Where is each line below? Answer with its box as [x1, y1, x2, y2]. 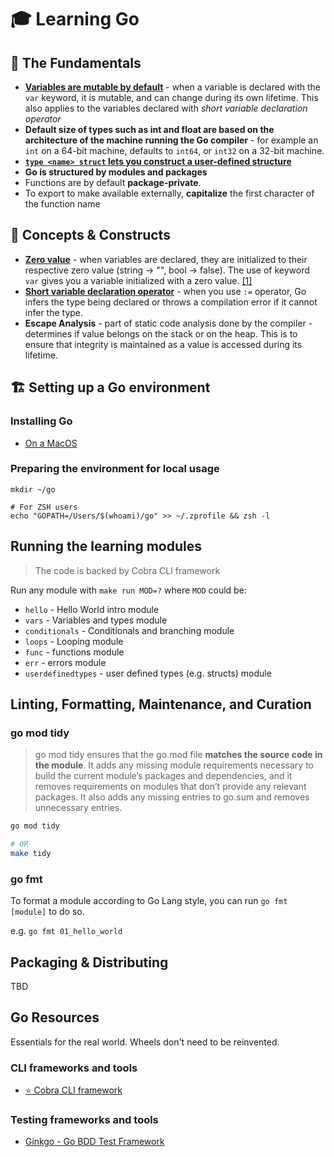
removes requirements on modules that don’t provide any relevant [34, 781, 307, 793]
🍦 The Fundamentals [10, 54, 142, 71]
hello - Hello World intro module [24, 603, 160, 615]
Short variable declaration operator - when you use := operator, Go [24, 285, 307, 297]
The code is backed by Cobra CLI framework [34, 564, 221, 576]
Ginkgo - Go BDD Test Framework [24, 1136, 165, 1148]
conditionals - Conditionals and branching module [24, 624, 235, 636]
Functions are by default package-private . [24, 177, 202, 188]
